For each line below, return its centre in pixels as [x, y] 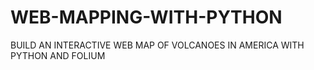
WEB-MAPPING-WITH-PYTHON [146, 17]
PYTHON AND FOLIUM [58, 55]
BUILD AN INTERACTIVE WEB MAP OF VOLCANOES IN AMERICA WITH [157, 45]
